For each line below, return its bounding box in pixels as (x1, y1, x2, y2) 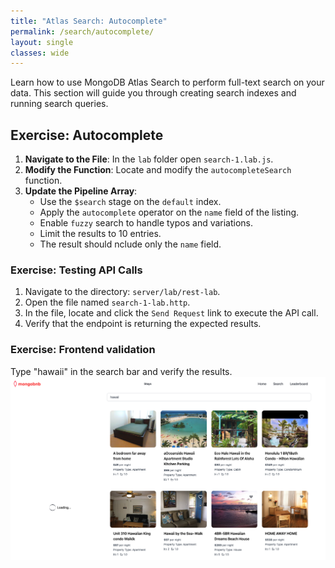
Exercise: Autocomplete (10, 126, 164, 144)
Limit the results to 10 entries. (39, 228, 162, 240)
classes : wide (10, 48, 70, 58)
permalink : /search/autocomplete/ (10, 26, 155, 37)
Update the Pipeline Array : (24, 185, 138, 197)
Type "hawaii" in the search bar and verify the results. (10, 365, 233, 377)
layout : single (10, 37, 74, 47)
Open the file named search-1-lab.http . (24, 296, 191, 309)
